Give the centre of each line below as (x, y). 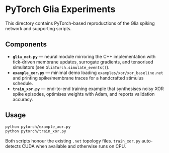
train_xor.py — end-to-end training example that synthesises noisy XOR (88, 89)
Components (26, 45)
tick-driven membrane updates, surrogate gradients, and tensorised (83, 62)
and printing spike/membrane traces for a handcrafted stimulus (78, 78)
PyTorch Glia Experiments (60, 9)
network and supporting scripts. (38, 28)
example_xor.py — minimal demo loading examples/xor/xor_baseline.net (88, 72)
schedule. (23, 83)
